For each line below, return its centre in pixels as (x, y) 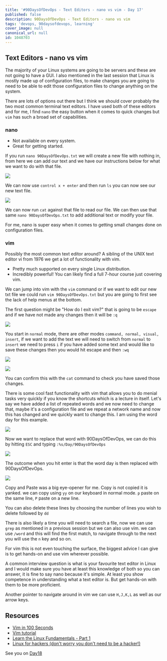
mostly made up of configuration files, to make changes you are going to (80, 80)
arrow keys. (17, 600)
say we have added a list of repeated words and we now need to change (80, 404)
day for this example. (27, 420)
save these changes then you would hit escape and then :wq (67, 350)
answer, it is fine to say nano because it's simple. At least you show (74, 574)
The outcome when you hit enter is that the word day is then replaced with (82, 463)
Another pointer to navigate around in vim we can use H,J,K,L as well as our (83, 594)
